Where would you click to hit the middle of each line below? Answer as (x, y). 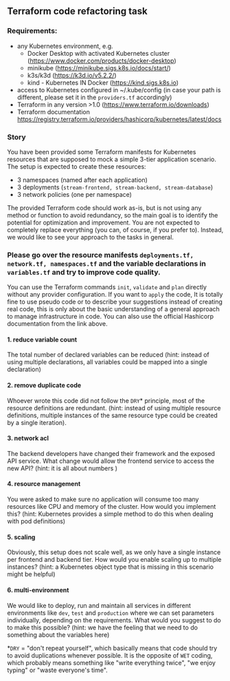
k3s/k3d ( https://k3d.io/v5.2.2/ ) (72, 75)
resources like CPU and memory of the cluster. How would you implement (112, 507)
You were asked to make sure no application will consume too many (103, 499)
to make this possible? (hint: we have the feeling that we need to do (102, 627)
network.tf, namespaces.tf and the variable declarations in (106, 263)
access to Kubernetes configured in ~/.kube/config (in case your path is (119, 90)
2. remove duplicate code (44, 386)
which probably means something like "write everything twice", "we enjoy (112, 662)
